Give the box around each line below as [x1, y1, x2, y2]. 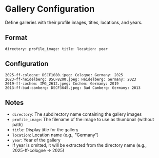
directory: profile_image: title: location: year [5, 46, 108, 52]
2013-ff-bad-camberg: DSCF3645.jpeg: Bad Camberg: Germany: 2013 [5, 85, 140, 90]
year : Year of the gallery [12, 137, 61, 143]
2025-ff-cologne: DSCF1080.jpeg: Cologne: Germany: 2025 [5, 72, 123, 77]
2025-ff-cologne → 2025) [12, 147, 65, 154]
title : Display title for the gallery [12, 127, 79, 133]
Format [5, 34, 28, 42]
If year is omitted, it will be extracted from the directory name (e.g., [12, 142, 147, 148]
